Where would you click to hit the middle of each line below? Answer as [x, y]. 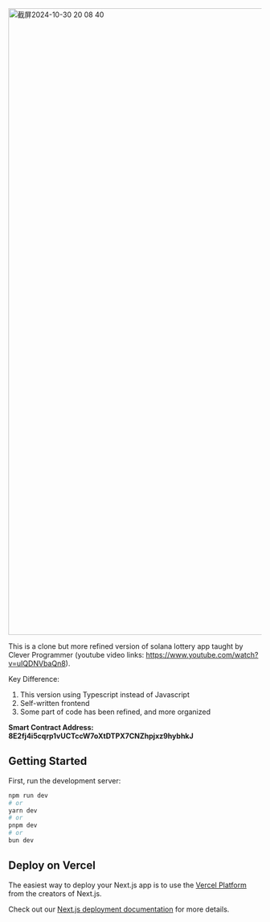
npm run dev [28, 795]
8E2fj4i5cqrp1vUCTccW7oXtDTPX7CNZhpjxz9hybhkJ [101, 736]
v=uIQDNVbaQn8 [37, 663]
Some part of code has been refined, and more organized [115, 712]
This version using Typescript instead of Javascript [105, 695]
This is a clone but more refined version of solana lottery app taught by [126, 646]
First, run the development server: [65, 780]
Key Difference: [34, 679]
